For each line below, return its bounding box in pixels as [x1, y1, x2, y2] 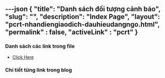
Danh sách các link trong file [5, 43, 75, 50]
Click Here [12, 54, 34, 60]
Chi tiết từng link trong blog [5, 66, 73, 73]
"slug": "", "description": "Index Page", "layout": [5, 13, 161, 21]
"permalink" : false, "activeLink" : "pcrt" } [5, 28, 138, 37]
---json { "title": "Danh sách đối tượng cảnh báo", [5, 5, 161, 13]
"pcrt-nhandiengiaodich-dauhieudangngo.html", [5, 20, 160, 29]
